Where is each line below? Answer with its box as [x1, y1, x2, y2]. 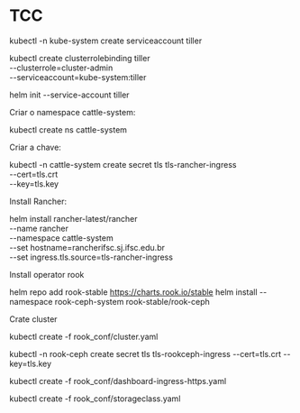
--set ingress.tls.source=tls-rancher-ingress [9, 252, 174, 262]
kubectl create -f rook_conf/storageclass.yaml [9, 393, 181, 404]
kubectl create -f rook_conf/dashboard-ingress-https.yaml [9, 375, 227, 386]
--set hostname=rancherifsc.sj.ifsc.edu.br [9, 242, 165, 252]
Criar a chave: [9, 142, 61, 152]
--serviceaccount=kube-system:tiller [9, 71, 147, 82]
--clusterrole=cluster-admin [9, 62, 114, 73]
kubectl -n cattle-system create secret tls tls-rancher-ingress [9, 159, 237, 170]
